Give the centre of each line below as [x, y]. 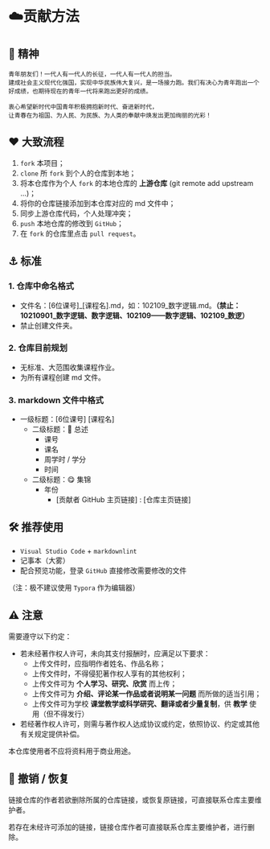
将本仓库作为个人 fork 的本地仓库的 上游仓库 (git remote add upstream [137, 183]
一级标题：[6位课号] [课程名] [67, 419]
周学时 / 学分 [65, 460]
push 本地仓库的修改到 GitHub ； [72, 223]
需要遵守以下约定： [40, 636]
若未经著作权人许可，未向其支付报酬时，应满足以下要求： [115, 653]
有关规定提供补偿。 [52, 734]
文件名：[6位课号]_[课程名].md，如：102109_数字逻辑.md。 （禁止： [130, 305]
